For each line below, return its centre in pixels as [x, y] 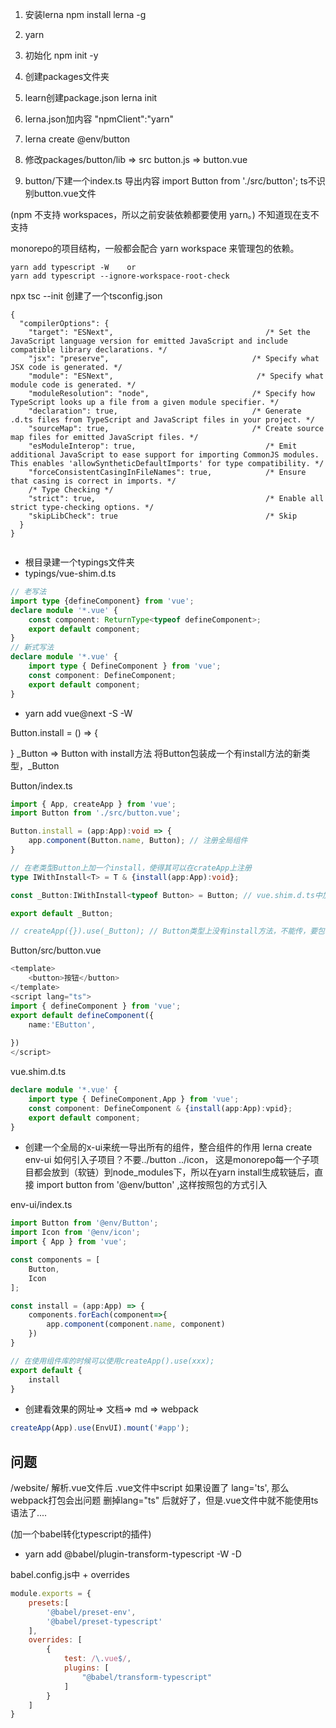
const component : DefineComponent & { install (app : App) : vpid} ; [160, 1108]
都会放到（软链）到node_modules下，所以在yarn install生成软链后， [174, 1172]
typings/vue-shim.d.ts [70, 573]
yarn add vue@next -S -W [78, 713]
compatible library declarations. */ [89, 350]
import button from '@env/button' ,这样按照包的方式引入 [152, 1185]
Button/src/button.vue [56, 950]
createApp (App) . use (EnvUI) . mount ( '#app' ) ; [100, 1428]
